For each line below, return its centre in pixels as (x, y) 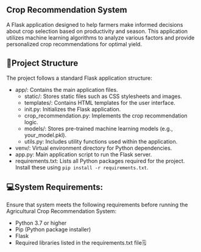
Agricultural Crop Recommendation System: (62, 211)
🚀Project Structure (42, 63)
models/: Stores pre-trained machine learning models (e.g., (98, 128)
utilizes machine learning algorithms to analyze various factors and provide (100, 37)
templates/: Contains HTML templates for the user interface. (100, 102)
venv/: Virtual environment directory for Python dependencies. (93, 148)
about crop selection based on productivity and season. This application (97, 31)
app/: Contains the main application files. (66, 89)
